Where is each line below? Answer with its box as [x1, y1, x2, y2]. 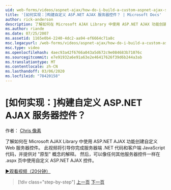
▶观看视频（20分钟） [5, 168, 51, 174]
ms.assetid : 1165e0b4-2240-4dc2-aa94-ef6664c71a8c [5, 36, 115, 41]
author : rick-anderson [5, 17, 53, 22]
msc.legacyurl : [5, 41, 38, 46]
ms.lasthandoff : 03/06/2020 [5, 69, 65, 74]
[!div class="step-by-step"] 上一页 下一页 [17, 179, 105, 185]
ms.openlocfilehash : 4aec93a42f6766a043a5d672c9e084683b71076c [5, 50, 142, 55]
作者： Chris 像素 [5, 128, 42, 134]
